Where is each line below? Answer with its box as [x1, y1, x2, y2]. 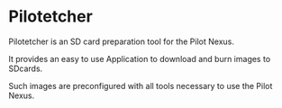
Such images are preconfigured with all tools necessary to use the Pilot [8, 80, 273, 91]
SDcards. [8, 63, 43, 74]
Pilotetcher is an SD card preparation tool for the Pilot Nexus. [8, 36, 235, 47]
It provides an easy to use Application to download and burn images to [8, 53, 271, 64]
